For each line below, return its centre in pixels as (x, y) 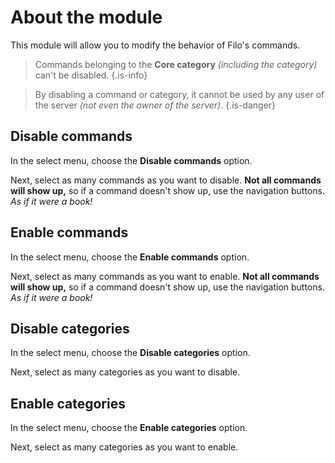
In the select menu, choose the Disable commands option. (131, 160)
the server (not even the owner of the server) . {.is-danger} (155, 105)
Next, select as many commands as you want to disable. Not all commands (166, 180)
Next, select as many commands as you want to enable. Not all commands (165, 276)
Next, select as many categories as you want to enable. (124, 447)
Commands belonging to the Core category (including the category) (176, 64)
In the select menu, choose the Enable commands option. (130, 257)
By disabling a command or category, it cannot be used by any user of (179, 94)
